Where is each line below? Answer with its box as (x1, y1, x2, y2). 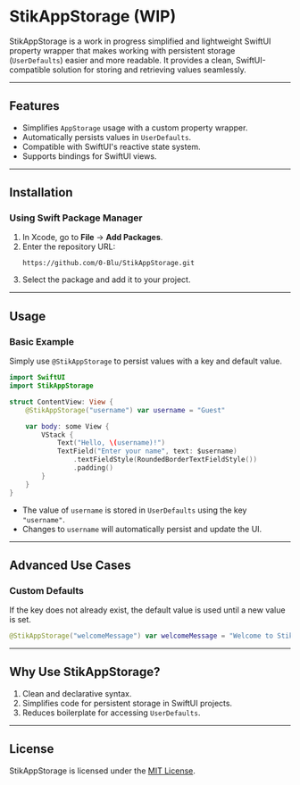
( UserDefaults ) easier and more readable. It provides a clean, (9, 54, 234, 65)
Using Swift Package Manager (9, 212, 143, 224)
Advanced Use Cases (9, 557, 131, 572)
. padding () (72, 463, 114, 472)
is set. (9, 614, 31, 625)
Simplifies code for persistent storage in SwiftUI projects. (21, 697, 233, 708)
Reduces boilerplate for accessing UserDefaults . (21, 707, 201, 718)
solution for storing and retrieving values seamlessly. (52, 64, 247, 75)
